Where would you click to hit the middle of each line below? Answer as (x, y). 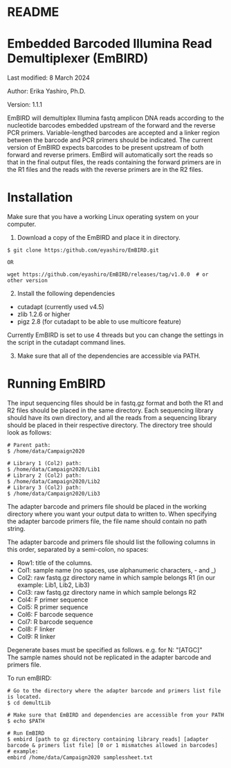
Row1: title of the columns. (55, 563)
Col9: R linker (36, 636)
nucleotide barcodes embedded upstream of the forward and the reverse (111, 125)
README (33, 12)
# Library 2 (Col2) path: (44, 475)
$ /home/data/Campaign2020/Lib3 (54, 494)
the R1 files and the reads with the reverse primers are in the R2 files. (105, 170)
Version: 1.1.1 (25, 105)
